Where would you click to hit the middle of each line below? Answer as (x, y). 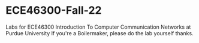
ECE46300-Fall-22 (54, 10)
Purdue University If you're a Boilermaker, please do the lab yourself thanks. (99, 33)
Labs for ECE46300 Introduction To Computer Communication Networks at (98, 27)
